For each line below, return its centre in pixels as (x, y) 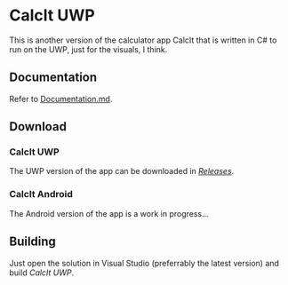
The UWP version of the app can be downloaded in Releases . (122, 171)
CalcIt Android (41, 194)
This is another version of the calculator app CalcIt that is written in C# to (143, 40)
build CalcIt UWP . (42, 273)
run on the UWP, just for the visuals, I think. (88, 49)
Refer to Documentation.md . (61, 99)
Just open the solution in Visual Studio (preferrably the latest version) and (144, 263)
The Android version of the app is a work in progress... (109, 213)
